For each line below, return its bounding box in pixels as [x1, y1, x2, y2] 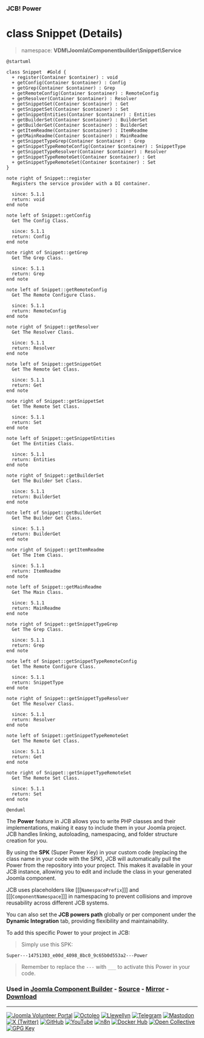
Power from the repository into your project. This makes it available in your [6, 861, 193, 869]
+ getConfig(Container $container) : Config [12, 79, 126, 86]
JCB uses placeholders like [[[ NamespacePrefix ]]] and [6, 886, 139, 893]
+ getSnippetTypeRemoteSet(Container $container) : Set [12, 159, 156, 165]
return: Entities [12, 456, 56, 462]
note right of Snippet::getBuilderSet [6, 472, 104, 479]
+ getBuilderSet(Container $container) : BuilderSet [12, 116, 148, 123]
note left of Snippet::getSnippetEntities [6, 435, 115, 441]
